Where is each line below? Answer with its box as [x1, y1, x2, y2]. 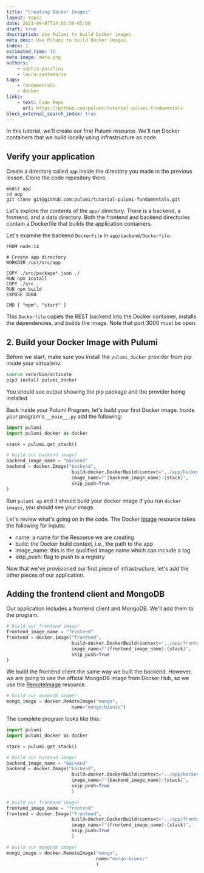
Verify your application [6, 151, 95, 162]
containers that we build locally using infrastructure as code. [6, 134, 158, 141]
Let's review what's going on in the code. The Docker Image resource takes [6, 515, 195, 523]
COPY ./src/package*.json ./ [6, 270, 80, 277]
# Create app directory [6, 254, 67, 260]
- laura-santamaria [17, 71, 67, 77]
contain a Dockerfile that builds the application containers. [6, 220, 152, 228]
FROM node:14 [6, 244, 39, 250]
